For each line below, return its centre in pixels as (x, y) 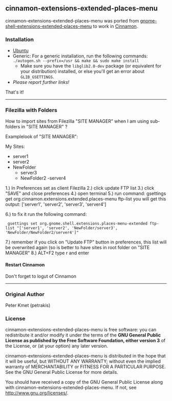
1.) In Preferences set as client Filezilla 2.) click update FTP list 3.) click (80, 188)
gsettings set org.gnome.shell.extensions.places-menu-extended (77, 224)
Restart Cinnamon (25, 265)
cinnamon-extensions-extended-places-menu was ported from (72, 20)
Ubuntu (21, 51)
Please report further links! (41, 82)
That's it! (15, 92)
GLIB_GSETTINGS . (37, 77)
